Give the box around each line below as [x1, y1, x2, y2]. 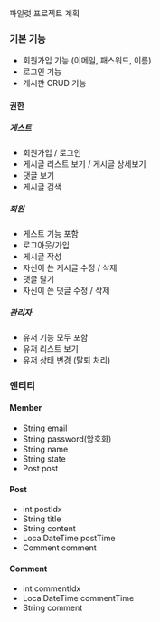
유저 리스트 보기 [22, 343, 79, 354]
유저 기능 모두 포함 [22, 332, 89, 343]
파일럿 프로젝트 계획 [9, 8, 80, 18]
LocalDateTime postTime [22, 533, 116, 544]
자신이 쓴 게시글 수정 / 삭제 [22, 262, 118, 273]
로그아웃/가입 [22, 239, 71, 250]
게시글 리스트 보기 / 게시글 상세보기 [22, 158, 146, 170]
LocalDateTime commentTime [22, 593, 135, 604]
